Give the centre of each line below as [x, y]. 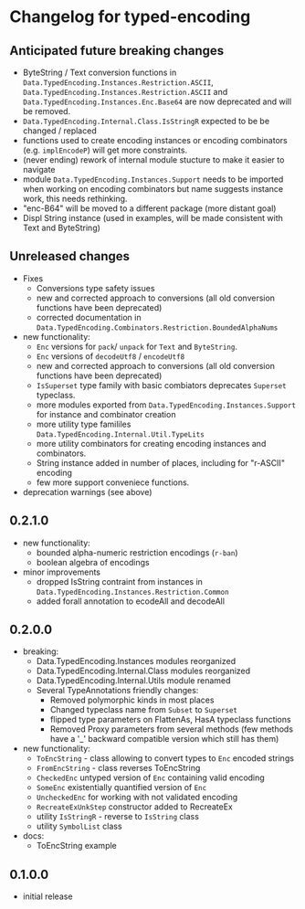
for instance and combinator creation [106, 414]
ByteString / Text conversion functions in [100, 72]
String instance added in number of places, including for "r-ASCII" [161, 462]
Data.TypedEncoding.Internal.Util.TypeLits [121, 434]
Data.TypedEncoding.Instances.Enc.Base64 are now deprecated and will [157, 101]
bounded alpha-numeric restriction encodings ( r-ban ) [137, 552]
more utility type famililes [84, 424]
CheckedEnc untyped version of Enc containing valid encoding [150, 777]
